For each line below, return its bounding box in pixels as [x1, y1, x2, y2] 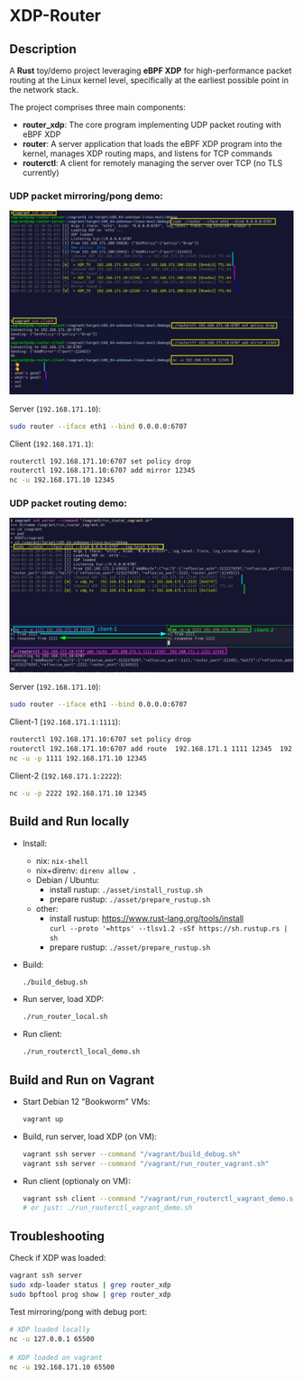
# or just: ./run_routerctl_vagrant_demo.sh [22, 1203, 193, 1213]
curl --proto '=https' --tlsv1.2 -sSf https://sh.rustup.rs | [49, 924, 289, 933]
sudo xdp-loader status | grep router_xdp [9, 1281, 171, 1290]
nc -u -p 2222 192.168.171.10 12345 [9, 788, 147, 798]
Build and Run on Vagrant [9, 1072, 155, 1088]
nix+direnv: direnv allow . [35, 865, 137, 876]
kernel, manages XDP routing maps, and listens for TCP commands [22, 148, 273, 159]
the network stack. [9, 85, 79, 95]
